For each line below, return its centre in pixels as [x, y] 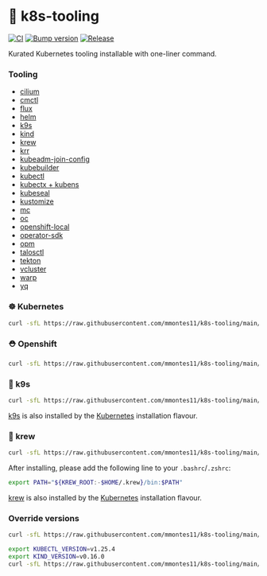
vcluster [33, 269]
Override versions [44, 518]
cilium [29, 91]
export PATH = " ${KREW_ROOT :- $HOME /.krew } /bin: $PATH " [95, 482]
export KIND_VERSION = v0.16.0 [56, 556]
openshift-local [44, 227]
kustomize [37, 201]
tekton [30, 261]
